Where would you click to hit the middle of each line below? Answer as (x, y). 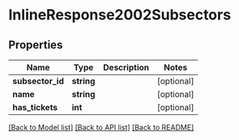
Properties (36, 45)
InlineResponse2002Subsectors (120, 15)
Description (126, 68)
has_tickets (35, 107)
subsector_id (38, 81)
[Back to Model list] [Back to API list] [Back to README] (101, 127)
